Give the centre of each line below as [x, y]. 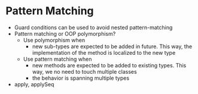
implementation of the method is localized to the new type [104, 52]
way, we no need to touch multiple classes [84, 71]
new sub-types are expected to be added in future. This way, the [112, 46]
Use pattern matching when [57, 59]
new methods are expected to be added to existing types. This [109, 65]
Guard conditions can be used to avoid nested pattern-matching [93, 27]
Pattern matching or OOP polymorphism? [65, 33]
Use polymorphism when [54, 40]
